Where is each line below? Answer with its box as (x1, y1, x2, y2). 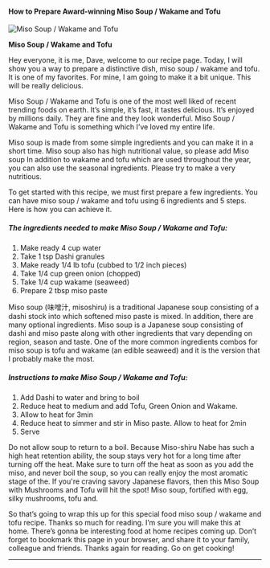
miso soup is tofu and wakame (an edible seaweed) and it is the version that (8, 345, 260, 355)
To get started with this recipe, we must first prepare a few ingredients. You (8, 187, 259, 197)
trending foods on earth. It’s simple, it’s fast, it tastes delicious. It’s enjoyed (8, 105, 255, 115)
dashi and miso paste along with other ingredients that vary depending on (8, 329, 253, 338)
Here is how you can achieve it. (8, 205, 112, 215)
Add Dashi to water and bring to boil (19, 393, 140, 403)
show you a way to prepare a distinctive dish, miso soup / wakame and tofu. (8, 64, 260, 74)
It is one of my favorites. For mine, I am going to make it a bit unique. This (8, 72, 252, 82)
